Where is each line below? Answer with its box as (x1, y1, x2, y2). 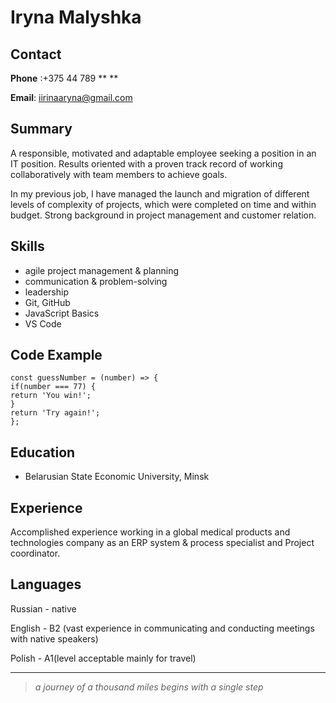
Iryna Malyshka (10, 6, 142, 29)
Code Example (10, 347, 103, 364)
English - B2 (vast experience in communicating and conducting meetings (10, 622, 315, 634)
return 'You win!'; (10, 391, 92, 401)
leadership (24, 286, 69, 298)
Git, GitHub (24, 296, 71, 308)
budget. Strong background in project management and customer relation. (10, 209, 317, 221)
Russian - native (10, 602, 77, 615)
